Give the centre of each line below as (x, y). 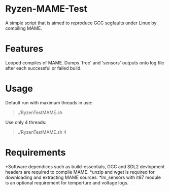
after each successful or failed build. (44, 68)
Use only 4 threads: (26, 122)
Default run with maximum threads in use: (49, 102)
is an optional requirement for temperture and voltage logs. (67, 182)
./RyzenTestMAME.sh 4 (42, 132)
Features (24, 49)
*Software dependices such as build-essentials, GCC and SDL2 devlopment (85, 166)
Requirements (36, 152)
